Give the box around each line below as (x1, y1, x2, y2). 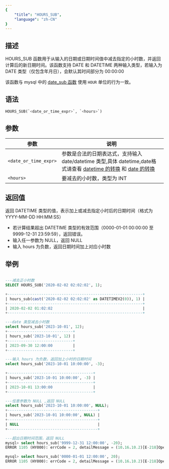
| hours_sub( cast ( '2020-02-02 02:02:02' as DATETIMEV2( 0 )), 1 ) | (5, 296, 145, 302)
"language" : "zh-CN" (14, 17, 57, 22)
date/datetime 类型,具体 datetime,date (61, 157, 152, 164)
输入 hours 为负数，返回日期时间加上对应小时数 (12, 244, 111, 250)
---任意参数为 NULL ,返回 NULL (5, 398, 65, 403)
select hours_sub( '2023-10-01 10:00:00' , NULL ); (5, 403, 109, 408)
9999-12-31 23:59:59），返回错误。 (12, 231, 86, 237)
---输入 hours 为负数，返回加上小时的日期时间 (5, 357, 92, 362)
